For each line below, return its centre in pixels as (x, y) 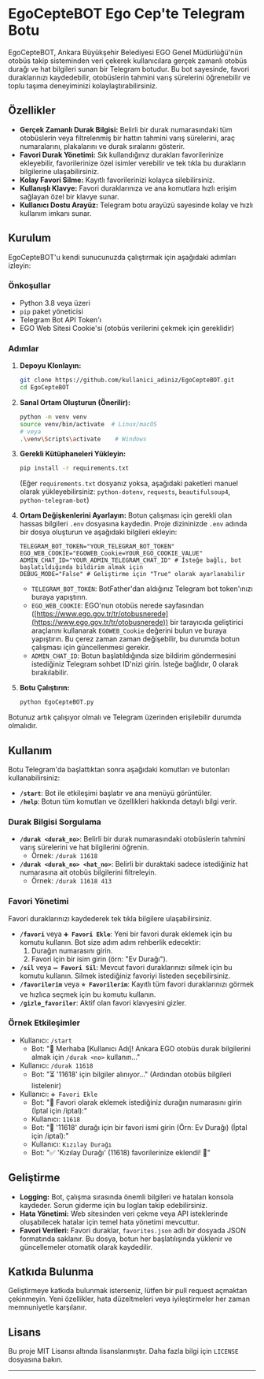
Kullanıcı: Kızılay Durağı (71, 1144)
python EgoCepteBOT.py (57, 702)
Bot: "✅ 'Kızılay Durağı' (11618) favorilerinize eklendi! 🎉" (121, 1152)
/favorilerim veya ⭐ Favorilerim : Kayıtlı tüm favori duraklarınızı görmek (137, 984)
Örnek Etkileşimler (44, 1023)
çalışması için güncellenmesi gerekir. (91, 648)
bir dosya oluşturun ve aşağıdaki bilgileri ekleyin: (98, 532)
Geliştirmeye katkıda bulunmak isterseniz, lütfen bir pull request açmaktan (128, 1291)
